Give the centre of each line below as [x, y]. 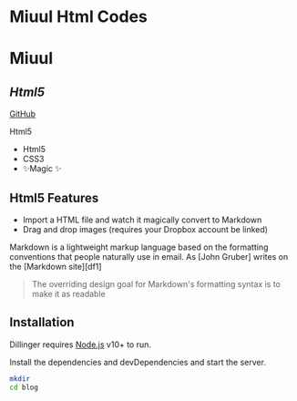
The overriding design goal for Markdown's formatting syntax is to [156, 284]
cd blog [24, 387]
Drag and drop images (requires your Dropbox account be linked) [145, 229]
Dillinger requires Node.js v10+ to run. [81, 344]
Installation [42, 322]
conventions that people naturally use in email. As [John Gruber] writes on [149, 257]
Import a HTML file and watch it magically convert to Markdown [142, 220]
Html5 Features [54, 198]
